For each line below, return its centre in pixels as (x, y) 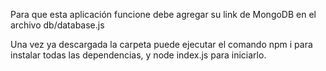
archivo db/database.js (57, 25)
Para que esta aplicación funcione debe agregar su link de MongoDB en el (163, 14)
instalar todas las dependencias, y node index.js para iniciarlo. (138, 55)
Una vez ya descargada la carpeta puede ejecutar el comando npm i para (161, 44)
